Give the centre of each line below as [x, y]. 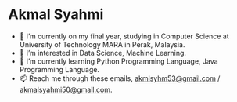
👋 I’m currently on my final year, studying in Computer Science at [124, 36]
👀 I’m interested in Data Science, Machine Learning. [102, 53]
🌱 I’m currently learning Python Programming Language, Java [118, 61]
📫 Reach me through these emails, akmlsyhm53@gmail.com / [120, 78]
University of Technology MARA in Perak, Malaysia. [102, 44]
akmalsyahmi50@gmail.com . [66, 89]
